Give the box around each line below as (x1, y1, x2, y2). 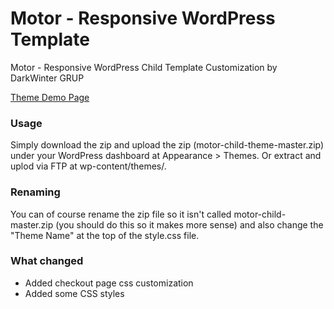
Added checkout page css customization (24, 277, 194, 289)
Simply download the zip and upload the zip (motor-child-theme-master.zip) (10, 139, 325, 151)
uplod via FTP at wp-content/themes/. (10, 160, 167, 172)
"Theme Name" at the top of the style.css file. (10, 229, 200, 241)
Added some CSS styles (24, 287, 125, 299)
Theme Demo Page (10, 91, 90, 103)
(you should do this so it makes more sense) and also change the (55, 218, 324, 231)
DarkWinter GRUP (10, 72, 85, 84)
